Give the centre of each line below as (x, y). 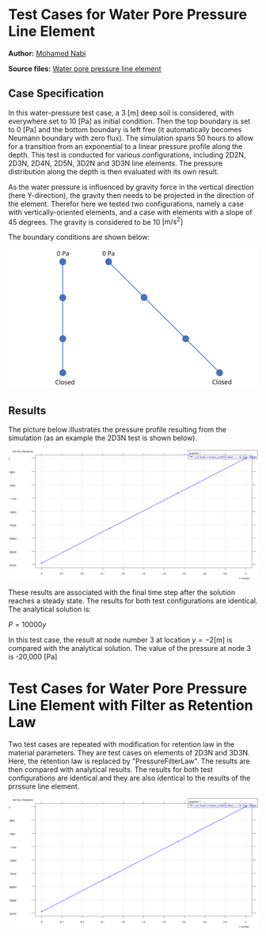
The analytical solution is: (50, 609)
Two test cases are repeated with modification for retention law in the (122, 744)
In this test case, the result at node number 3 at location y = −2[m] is (120, 640)
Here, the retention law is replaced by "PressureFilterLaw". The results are (129, 761)
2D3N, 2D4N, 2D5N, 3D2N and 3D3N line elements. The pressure (116, 163)
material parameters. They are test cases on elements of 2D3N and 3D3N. (129, 752)
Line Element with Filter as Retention (131, 706)
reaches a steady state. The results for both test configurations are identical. (133, 601)
